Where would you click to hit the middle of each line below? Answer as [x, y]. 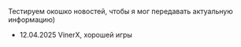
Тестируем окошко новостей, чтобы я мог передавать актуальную [121, 11]
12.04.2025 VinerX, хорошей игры [76, 35]
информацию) [32, 20]
